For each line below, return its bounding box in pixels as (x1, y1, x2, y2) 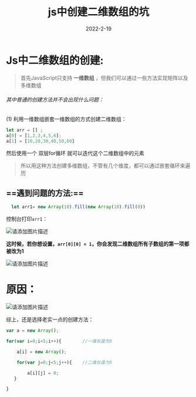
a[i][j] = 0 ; (27, 370, 59, 376)
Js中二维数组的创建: (6, 53, 104, 67)
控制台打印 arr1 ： (6, 216, 48, 223)
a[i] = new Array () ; (16, 349, 67, 355)
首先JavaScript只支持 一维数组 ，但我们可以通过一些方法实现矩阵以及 (20, 74, 188, 81)
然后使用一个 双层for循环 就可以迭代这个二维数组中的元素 (6, 149, 145, 156)
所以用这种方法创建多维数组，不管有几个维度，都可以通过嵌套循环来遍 (20, 162, 191, 169)
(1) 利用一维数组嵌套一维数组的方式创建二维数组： (6, 115, 127, 122)
